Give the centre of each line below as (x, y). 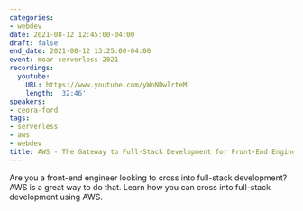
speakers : (28, 101)
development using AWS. (56, 197)
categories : (32, 18)
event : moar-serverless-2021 (64, 60)
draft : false (34, 43)
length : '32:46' (56, 93)
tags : (19, 118)
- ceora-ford (34, 110)
